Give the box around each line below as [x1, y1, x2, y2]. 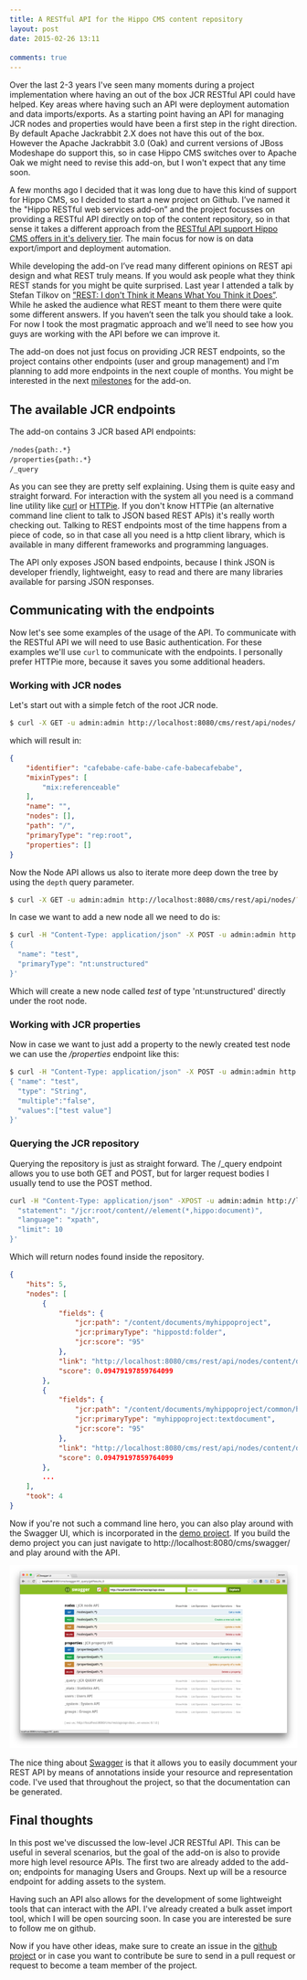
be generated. [9, 1786, 63, 1797]
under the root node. [9, 995, 88, 1006]
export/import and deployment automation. [9, 243, 172, 254]
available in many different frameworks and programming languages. [9, 539, 270, 550]
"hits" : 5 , [26, 1279, 68, 1288]
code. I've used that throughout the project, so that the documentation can [9, 1776, 291, 1787]
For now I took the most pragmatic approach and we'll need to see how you [9, 319, 294, 330]
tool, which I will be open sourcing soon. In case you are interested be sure [9, 1912, 292, 1923]
